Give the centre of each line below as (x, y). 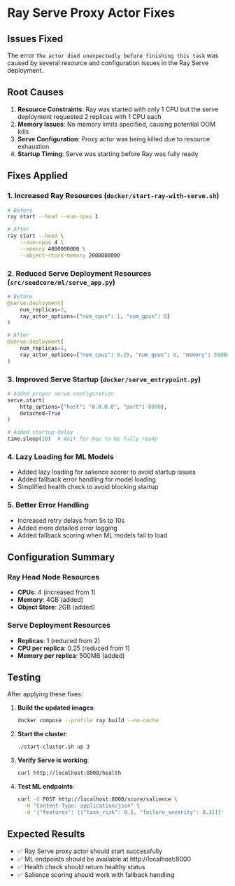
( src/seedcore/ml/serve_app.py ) (61, 282)
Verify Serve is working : (53, 760)
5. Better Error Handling (48, 505)
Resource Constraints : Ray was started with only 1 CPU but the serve (118, 109)
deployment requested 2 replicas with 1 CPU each (90, 116)
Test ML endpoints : (46, 787)
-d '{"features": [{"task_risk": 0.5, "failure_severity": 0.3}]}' (124, 812)
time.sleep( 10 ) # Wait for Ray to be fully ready (83, 439)
